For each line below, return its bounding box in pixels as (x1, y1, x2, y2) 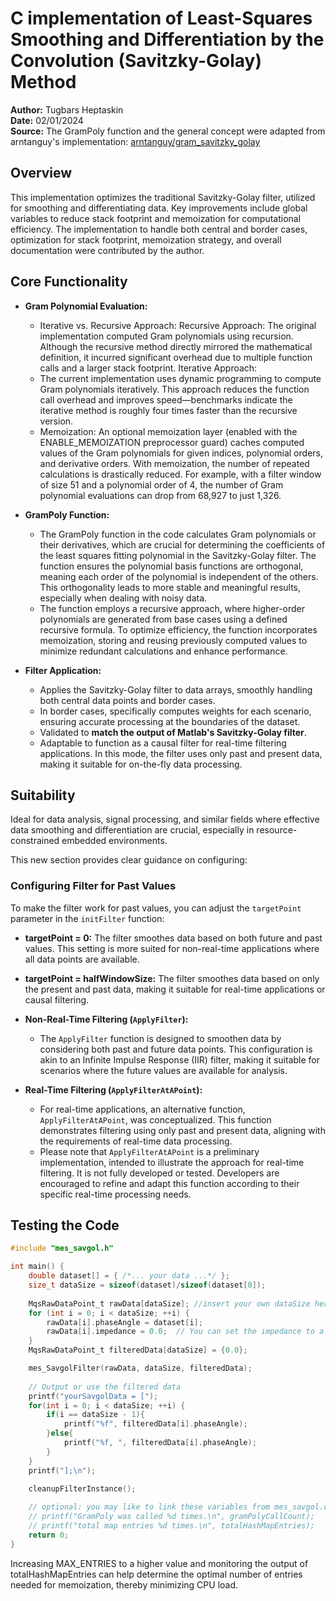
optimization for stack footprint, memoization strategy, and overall (10, 233, 282, 246)
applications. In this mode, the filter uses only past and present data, (39, 747, 323, 759)
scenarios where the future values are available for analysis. (39, 1064, 288, 1076)
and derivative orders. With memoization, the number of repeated (39, 457, 310, 469)
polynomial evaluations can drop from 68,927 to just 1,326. (39, 489, 282, 501)
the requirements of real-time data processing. (39, 1135, 233, 1147)
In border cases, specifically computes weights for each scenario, (39, 705, 312, 717)
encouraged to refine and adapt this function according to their (39, 1177, 300, 1189)
